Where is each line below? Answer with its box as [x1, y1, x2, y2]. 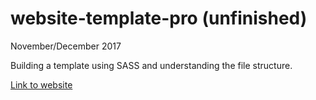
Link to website [10, 78, 73, 91]
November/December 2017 [10, 40, 122, 52]
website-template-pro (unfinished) [10, 7, 308, 30]
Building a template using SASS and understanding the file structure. [10, 59, 293, 71]
